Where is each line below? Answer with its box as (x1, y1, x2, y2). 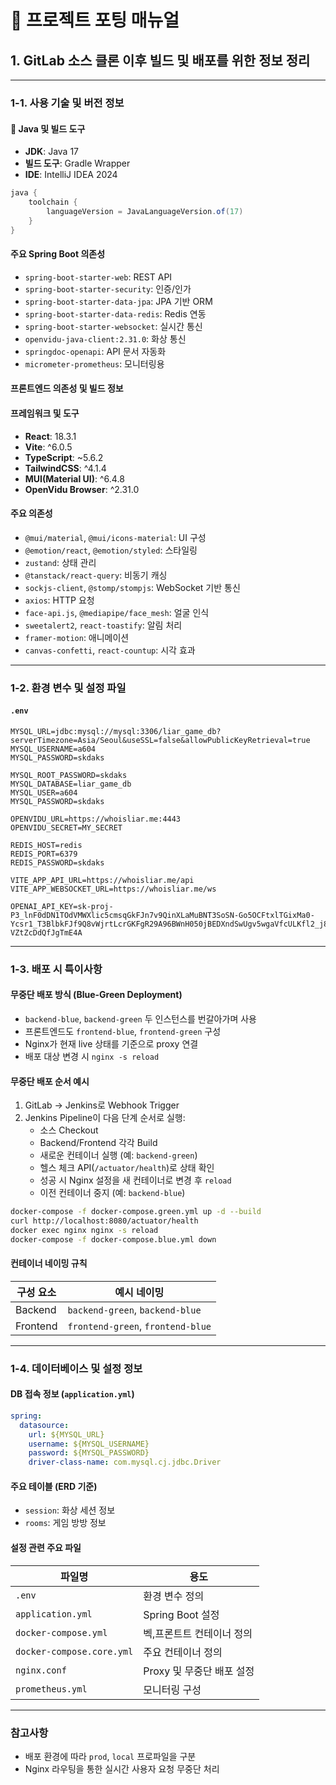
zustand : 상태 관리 (24, 556, 97, 568)
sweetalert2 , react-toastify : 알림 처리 (24, 619, 183, 631)
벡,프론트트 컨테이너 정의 (143, 1626, 253, 1640)
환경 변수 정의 (143, 1589, 205, 1603)
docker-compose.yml (15, 1627, 108, 1638)
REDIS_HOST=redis (10, 840, 83, 850)
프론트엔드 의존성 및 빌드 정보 (10, 382, 124, 395)
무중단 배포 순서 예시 (10, 1075, 90, 1087)
